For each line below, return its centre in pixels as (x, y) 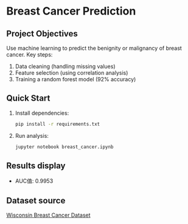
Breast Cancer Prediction (71, 11)
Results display (36, 165)
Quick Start (28, 98)
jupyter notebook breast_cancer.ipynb (64, 147)
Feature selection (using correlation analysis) (71, 73)
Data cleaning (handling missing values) (65, 66)
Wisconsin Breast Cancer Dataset (48, 215)
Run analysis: (32, 135)
